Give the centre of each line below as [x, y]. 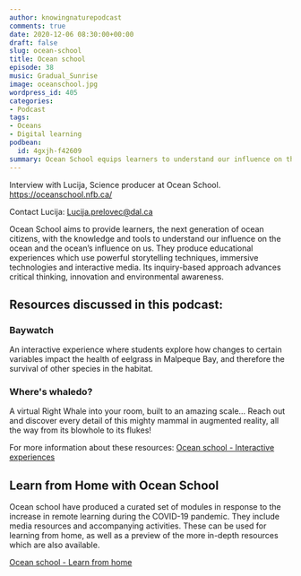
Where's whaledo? [51, 392]
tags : [19, 117]
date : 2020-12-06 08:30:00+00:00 [72, 34]
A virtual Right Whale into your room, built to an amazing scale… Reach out [147, 411]
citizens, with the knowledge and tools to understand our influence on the [145, 238]
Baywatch [31, 330]
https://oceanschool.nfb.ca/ [61, 194]
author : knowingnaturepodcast [66, 17]
